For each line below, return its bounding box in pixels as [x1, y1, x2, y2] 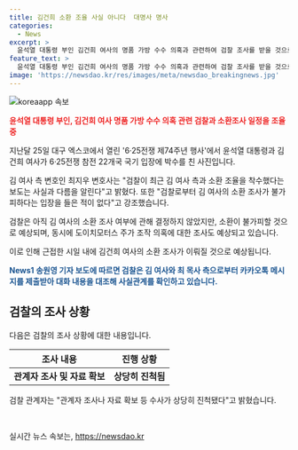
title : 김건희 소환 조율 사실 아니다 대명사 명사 [9, 12, 169, 22]
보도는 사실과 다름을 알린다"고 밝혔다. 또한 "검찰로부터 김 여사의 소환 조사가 [9, 186, 270, 196]
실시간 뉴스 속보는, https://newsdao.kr [9, 430, 145, 441]
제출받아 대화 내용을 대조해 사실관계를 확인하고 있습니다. [25, 276, 218, 287]
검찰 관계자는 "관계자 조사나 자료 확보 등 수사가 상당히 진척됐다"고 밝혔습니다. [9, 394, 277, 405]
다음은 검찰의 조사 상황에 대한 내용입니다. [9, 329, 152, 340]
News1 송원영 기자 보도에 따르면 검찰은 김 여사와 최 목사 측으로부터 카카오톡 [9, 264, 269, 275]
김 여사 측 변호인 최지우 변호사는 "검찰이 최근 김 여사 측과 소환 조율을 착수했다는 [9, 175, 285, 186]
